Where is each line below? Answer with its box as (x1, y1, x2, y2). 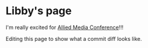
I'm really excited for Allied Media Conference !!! (5, 24, 124, 31)
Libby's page (5, 4, 72, 18)
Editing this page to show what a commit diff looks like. (5, 35, 142, 42)
